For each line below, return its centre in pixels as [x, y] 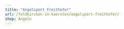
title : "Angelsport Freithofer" [38, 10]
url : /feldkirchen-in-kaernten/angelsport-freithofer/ [62, 14]
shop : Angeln [18, 19]
